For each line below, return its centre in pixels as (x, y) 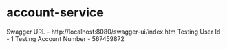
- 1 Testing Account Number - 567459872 (66, 38)
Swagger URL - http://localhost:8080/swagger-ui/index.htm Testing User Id (113, 32)
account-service (55, 13)
